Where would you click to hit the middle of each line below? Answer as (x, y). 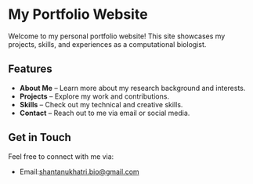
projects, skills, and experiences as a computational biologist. (107, 44)
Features (30, 69)
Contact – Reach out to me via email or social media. (105, 113)
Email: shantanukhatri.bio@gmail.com (79, 171)
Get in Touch (40, 137)
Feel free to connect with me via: (61, 156)
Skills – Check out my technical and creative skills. (101, 104)
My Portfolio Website (78, 14)
